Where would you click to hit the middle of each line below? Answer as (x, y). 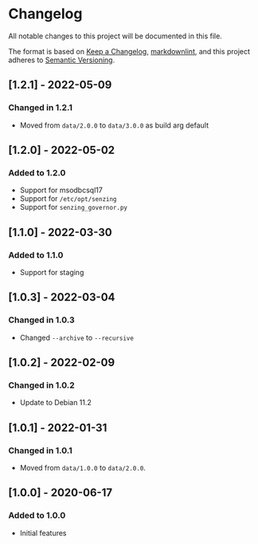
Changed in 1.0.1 (41, 450)
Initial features (43, 533)
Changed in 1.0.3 (41, 320)
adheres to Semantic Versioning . (62, 60)
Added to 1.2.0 (37, 172)
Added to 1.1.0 (36, 254)
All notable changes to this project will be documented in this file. (115, 36)
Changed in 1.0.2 (42, 385)
